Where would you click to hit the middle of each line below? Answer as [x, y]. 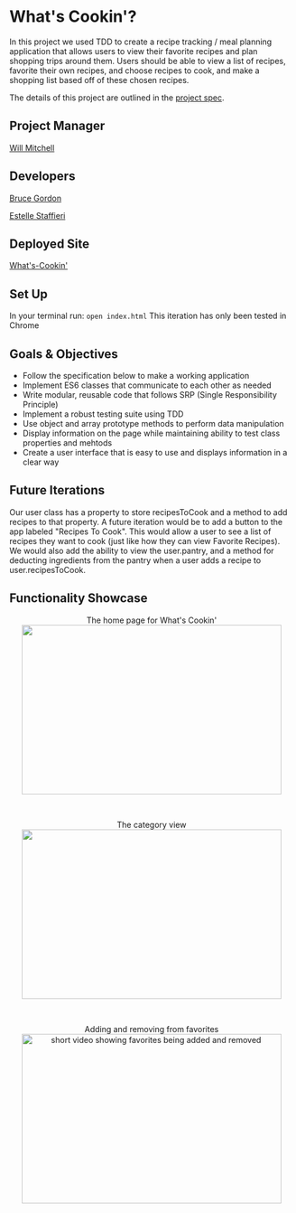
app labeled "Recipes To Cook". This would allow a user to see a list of [140, 531]
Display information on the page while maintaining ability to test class [151, 433]
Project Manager [57, 126]
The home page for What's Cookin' [152, 620]
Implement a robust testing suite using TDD [103, 414]
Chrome [24, 325]
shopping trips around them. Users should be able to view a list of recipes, [148, 61]
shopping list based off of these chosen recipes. [99, 80]
